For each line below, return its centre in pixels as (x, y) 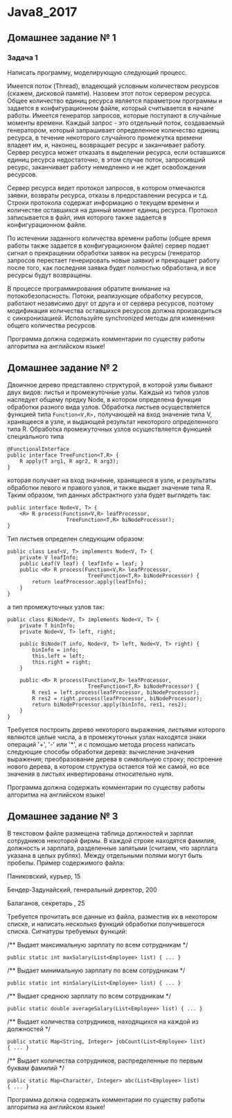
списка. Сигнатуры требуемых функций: (67, 931)
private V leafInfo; (49, 557)
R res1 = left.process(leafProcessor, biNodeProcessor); (116, 692)
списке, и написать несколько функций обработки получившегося (106, 924)
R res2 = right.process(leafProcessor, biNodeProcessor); (117, 698)
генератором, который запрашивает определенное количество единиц (113, 130)
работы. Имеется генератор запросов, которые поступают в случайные (114, 115)
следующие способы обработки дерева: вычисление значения (101, 752)
